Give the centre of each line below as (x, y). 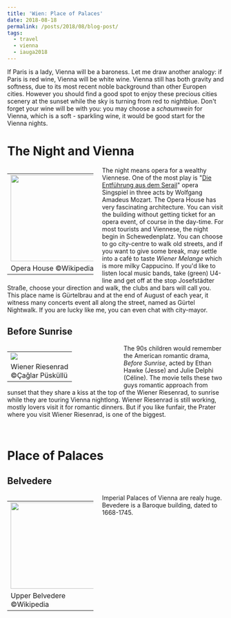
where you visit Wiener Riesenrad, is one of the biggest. (87, 414)
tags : (15, 33)
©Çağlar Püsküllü (39, 375)
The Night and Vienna (71, 151)
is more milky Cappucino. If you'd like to (159, 265)
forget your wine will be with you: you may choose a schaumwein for (105, 109)
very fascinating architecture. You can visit (163, 207)
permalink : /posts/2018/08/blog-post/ (63, 26)
